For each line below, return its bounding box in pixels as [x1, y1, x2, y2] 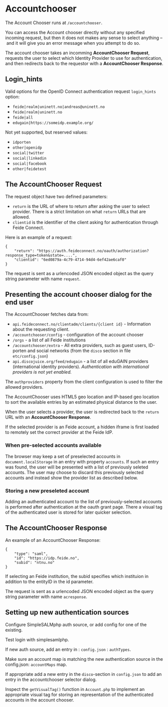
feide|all [12, 115, 34, 120]
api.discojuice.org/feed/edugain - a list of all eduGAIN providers [12, 359, 149, 365]
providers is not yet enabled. [12, 369, 72, 375]
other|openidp [12, 145, 42, 150]
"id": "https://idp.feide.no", [14, 555, 80, 560]
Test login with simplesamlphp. [5, 636, 69, 643]
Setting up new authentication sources [5, 608, 129, 617]
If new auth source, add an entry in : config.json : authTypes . [5, 646, 131, 652]
